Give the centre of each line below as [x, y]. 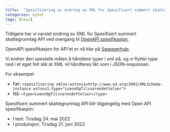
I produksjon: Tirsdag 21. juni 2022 [49, 124]
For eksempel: [20, 74]
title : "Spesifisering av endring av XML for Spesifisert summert [78, 10]
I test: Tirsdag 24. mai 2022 [41, 119]
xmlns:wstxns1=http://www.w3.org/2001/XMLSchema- [109, 84]
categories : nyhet [25, 15]
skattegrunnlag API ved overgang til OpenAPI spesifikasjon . [67, 39]
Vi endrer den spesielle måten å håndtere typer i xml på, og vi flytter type [81, 59]
